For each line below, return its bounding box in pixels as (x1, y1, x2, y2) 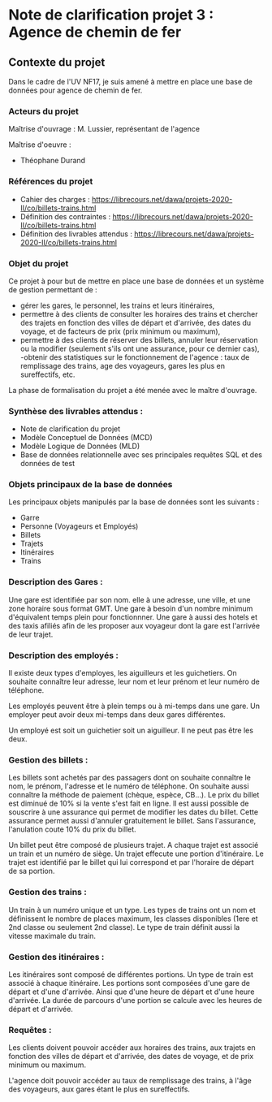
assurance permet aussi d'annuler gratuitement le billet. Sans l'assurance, (8, 816, 257, 826)
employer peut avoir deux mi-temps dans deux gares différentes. (8, 710, 226, 720)
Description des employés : (8, 650, 119, 661)
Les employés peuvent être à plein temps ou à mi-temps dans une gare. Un (8, 701, 260, 711)
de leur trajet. (8, 629, 54, 639)
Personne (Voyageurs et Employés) (19, 521, 139, 531)
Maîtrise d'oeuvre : (8, 140, 71, 149)
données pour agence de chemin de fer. (8, 85, 143, 95)
